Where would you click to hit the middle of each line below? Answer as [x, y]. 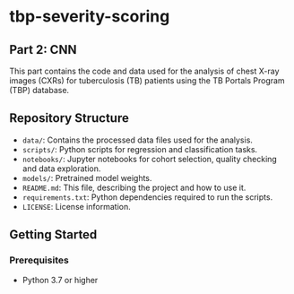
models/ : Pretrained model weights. [87, 177]
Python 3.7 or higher [60, 280]
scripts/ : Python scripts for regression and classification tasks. [140, 149]
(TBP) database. [39, 90]
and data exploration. [61, 169]
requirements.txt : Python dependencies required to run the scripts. [147, 197]
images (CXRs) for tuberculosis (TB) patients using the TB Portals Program [147, 81]
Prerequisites [39, 260]
